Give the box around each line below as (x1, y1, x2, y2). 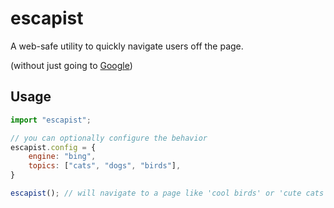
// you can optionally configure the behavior (10, 133, 208, 143)
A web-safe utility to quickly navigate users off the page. (10, 40, 244, 52)
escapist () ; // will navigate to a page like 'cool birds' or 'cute (10, 188, 302, 198)
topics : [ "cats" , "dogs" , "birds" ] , (28, 161, 182, 171)
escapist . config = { (10, 142, 97, 152)
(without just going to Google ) (10, 59, 133, 71)
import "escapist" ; (10, 115, 92, 125)
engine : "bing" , (28, 152, 97, 162)
